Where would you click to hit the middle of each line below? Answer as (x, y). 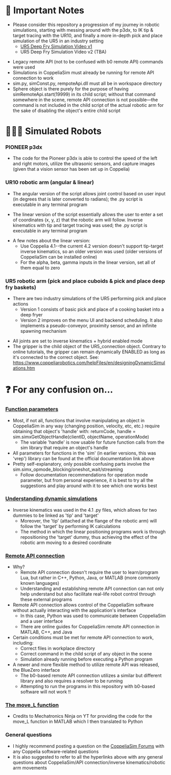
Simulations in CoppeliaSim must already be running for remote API (83, 72)
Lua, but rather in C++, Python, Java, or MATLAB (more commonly (90, 578)
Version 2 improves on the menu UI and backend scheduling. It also (91, 320)
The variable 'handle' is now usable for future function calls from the (92, 442)
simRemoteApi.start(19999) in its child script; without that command (84, 94)
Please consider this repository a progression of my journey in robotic (86, 25)
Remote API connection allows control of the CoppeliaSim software (83, 605)
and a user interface (41, 621)
